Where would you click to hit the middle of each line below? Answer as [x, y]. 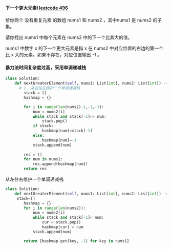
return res [35, 169]
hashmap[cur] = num [62, 227]
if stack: [43, 126]
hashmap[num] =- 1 [59, 140]
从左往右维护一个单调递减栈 [35, 179]
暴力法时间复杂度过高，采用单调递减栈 [46, 67]
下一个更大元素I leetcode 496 [37, 8]
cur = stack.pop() [61, 222]
